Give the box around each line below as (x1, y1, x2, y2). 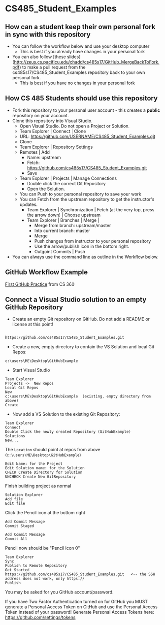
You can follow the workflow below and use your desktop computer (12, 43, 150, 49)
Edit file (5, 501, 26, 506)
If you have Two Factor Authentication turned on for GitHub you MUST (5, 599, 148, 605)
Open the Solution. (27, 186, 65, 192)
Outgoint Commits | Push (34, 248, 85, 254)
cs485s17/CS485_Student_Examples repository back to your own (12, 69, 145, 75)
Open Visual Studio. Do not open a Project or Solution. (19, 123, 130, 129)
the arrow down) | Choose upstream (27, 212, 101, 218)
